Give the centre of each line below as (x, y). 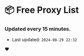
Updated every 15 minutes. (38, 29)
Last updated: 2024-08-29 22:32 (44, 40)
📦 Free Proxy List (42, 10)
